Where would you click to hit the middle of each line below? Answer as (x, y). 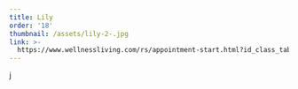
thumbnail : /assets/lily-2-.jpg (69, 33)
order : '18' (31, 26)
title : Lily (31, 17)
